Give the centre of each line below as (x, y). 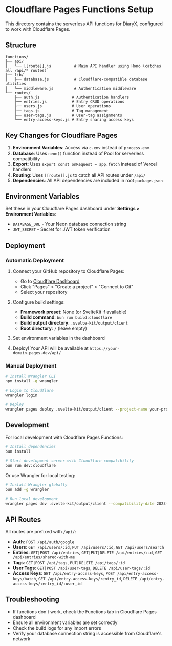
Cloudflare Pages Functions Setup (79, 9)
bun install (18, 451)
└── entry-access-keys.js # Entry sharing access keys (74, 120)
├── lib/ (15, 75)
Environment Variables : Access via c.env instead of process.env (81, 147)
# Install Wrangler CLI (31, 376)
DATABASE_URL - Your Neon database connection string (69, 224)
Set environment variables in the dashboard (59, 338)
